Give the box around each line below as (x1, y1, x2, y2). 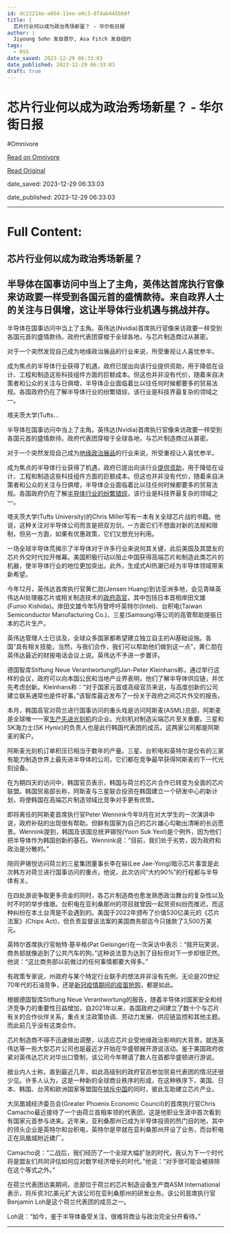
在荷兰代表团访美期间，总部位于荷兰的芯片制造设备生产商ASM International (7, 1180, 221, 1189)
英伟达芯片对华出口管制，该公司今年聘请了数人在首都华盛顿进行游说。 (19, 1053, 218, 1061)
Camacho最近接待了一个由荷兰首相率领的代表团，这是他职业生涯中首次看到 (7, 1108, 221, 1116)
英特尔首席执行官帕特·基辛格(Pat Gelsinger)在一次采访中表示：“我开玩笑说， (7, 940, 223, 948)
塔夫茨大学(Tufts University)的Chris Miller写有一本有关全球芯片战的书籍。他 (7, 512, 221, 521)
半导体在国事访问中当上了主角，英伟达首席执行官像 (7, 278, 224, 290)
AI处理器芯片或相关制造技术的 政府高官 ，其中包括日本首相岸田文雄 (19, 593, 206, 601)
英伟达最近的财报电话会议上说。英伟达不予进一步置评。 (7, 651, 164, 659)
